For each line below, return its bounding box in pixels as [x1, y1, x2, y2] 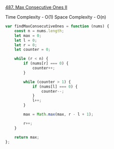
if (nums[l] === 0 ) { [32, 84, 78, 89]
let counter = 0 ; [14, 47, 51, 52]
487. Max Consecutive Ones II [5, 5, 68, 10]
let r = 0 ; [14, 42, 37, 47]
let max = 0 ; [14, 33, 42, 38]
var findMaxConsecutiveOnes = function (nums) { [5, 24, 109, 29]
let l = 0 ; [14, 38, 37, 43]
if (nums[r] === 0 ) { [23, 61, 69, 66]
